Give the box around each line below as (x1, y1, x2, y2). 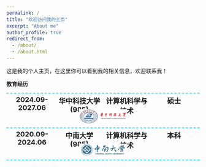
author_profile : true (6, 29, 62, 36)
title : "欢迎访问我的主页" (6, 16, 68, 23)
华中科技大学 (58, 96, 101, 106)
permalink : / (6, 10, 40, 16)
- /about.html (12, 49, 48, 55)
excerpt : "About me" (6, 23, 59, 29)
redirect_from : (6, 36, 45, 42)
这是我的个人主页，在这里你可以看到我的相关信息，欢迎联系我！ (6, 67, 167, 74)
